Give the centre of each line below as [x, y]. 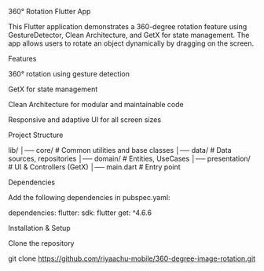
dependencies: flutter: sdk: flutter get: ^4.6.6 [80, 213]
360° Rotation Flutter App [49, 11]
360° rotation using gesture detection [69, 74]
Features [22, 59]
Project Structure [36, 135]
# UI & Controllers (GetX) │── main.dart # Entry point [94, 167]
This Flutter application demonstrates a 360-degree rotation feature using [128, 26]
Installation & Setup [39, 228]
